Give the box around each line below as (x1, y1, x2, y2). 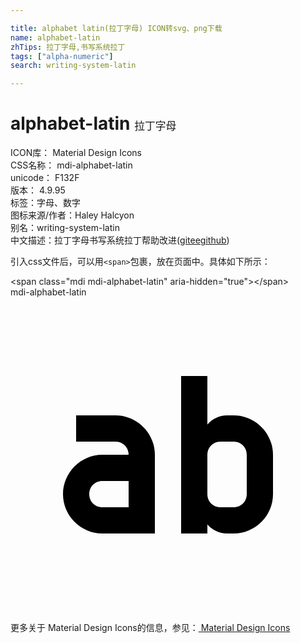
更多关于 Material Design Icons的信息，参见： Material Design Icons (10, 622, 291, 634)
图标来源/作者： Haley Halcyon (10, 209, 135, 221)
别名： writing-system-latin (10, 222, 120, 234)
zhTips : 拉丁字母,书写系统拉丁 (10, 42, 126, 52)
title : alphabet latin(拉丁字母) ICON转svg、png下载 (10, 23, 223, 33)
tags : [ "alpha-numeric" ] (10, 51, 114, 61)
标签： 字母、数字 (10, 197, 81, 209)
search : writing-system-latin (10, 61, 137, 71)
